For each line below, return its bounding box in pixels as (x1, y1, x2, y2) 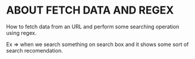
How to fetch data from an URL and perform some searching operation (6, 23, 180, 30)
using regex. (6, 29, 37, 36)
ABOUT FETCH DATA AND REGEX (6, 4, 174, 17)
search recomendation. (6, 47, 64, 54)
